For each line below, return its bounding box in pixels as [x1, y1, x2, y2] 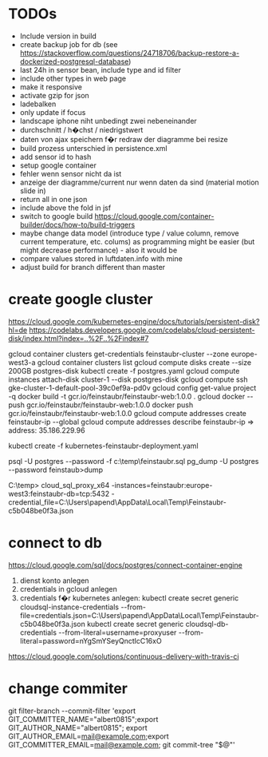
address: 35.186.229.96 [8, 425, 85, 435]
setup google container [19, 161, 97, 170]
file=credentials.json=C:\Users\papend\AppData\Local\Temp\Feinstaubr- [19, 610, 259, 620]
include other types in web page [19, 73, 126, 83]
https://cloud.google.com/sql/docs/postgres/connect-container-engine [8, 560, 243, 569]
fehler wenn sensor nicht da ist [19, 168, 122, 178]
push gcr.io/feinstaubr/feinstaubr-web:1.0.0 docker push [8, 400, 194, 410]
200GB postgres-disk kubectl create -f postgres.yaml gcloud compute [8, 366, 240, 375]
